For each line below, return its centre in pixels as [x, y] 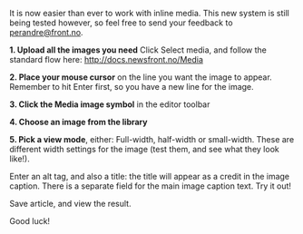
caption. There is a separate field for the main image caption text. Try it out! [151, 186]
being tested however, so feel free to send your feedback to [121, 23]
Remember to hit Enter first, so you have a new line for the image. [132, 87]
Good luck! [30, 221]
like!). [20, 159]
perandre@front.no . [46, 32]
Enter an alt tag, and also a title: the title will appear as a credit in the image [150, 176]
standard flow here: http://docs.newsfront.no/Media [107, 59]
